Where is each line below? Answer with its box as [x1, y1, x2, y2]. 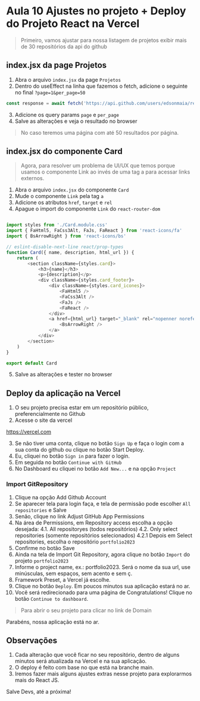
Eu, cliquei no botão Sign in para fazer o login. [14, 452, 130, 460]
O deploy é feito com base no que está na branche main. [14, 664, 154, 671]
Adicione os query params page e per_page [14, 111, 119, 118]
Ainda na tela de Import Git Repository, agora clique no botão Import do [14, 551, 190, 558]
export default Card [6, 360, 58, 366]
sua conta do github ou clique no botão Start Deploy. [14, 446, 145, 453]
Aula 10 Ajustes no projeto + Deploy [6, 4, 186, 18]
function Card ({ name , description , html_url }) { [6, 249, 135, 255]
